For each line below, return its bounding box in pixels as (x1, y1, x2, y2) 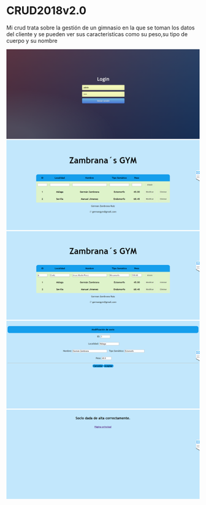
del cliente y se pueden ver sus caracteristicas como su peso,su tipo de (6, 30, 188, 37)
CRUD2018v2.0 (6, 4, 87, 18)
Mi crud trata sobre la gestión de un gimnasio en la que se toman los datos (6, 24, 195, 31)
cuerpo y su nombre (6, 37, 58, 44)
